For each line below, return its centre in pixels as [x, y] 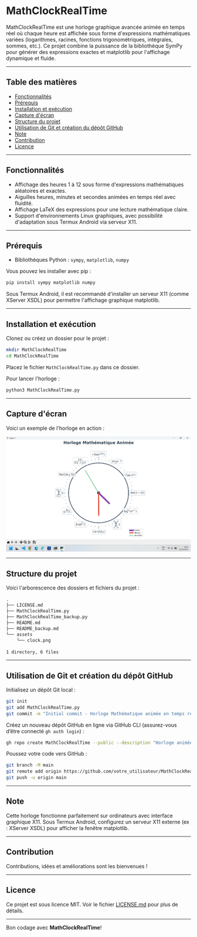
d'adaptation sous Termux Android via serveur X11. [76, 222]
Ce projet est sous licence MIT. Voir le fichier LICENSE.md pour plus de [92, 904]
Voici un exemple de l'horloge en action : [55, 428]
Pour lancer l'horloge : [33, 378]
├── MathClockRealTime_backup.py [47, 617]
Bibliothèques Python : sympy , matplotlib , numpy [72, 260]
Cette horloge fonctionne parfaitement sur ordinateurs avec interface [89, 815]
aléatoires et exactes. [40, 191]
